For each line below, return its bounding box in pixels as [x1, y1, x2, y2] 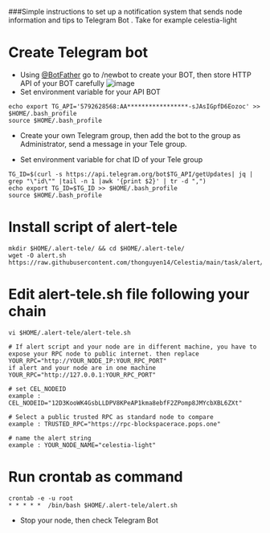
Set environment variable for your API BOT [19, 87, 161, 96]
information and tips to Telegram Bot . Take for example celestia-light [8, 15, 237, 25]
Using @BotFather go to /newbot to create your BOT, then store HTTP [19, 70, 252, 79]
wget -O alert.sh [8, 251, 67, 259]
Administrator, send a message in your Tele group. [19, 139, 187, 149]
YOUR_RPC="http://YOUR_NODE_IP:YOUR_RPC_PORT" [8, 356, 167, 364]
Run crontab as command [8, 468, 183, 486]
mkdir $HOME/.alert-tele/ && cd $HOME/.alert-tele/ [8, 244, 185, 252]
